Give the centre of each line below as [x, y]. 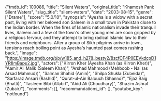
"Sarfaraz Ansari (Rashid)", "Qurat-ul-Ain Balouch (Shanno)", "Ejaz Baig [76, 78]
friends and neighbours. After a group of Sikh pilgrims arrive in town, [73, 43]
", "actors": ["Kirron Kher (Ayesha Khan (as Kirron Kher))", [95, 63]
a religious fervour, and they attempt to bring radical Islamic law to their [76, 38]
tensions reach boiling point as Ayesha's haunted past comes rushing [74, 48]
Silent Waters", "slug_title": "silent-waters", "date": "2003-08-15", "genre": [79, 12]
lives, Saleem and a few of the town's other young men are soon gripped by [80, 32]
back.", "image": [21, 53]
